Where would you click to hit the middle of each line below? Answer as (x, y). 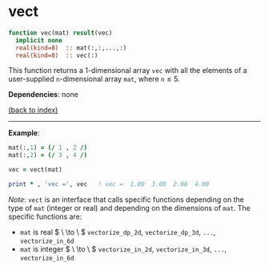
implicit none (39, 40)
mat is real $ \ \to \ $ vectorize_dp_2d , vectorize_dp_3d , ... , (118, 232)
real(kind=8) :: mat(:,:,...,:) (71, 48)
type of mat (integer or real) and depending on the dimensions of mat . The (129, 208)
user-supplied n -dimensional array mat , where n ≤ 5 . (94, 79)
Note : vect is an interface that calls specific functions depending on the (126, 199)
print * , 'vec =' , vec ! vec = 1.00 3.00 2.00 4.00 (109, 184)
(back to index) (33, 110)
